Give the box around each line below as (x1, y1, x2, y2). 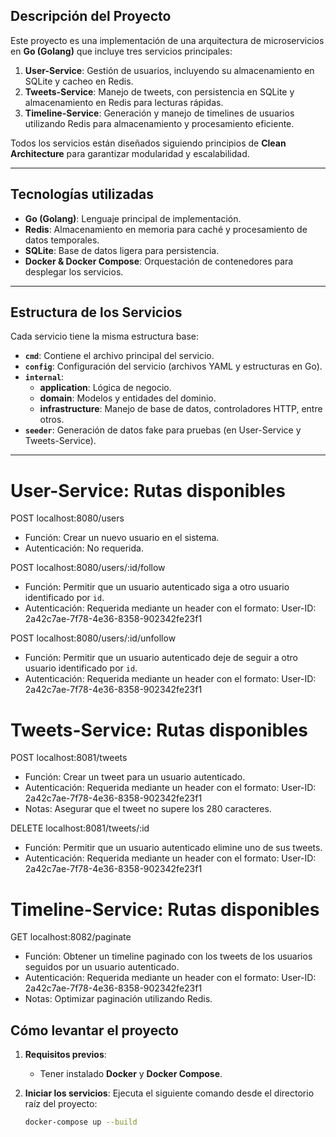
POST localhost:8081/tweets (10, 752, 128, 764)
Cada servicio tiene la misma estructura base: (10, 330, 200, 343)
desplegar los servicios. (24, 265, 124, 278)
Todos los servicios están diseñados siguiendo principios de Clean (10, 137, 287, 149)
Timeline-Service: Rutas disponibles (10, 898, 320, 921)
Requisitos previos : (24, 1049, 107, 1061)
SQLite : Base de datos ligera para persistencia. (24, 244, 220, 256)
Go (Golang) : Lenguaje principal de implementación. (24, 212, 242, 224)
